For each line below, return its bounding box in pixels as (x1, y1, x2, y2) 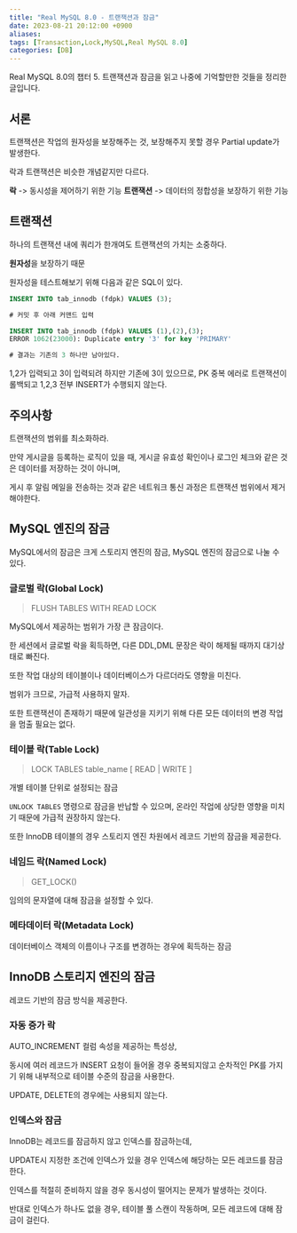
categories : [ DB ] (9, 46, 74, 55)
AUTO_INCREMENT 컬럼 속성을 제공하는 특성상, (9, 1041, 177, 1052)
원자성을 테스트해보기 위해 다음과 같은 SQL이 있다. (9, 276, 184, 287)
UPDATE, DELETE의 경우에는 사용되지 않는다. (9, 1090, 168, 1101)
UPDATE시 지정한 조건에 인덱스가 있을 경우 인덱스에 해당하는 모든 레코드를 (9, 1155, 267, 1165)
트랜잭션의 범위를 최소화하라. (9, 433, 109, 443)
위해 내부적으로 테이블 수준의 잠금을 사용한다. (18, 1071, 176, 1082)
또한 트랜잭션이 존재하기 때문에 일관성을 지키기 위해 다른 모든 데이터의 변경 (9, 708, 268, 719)
